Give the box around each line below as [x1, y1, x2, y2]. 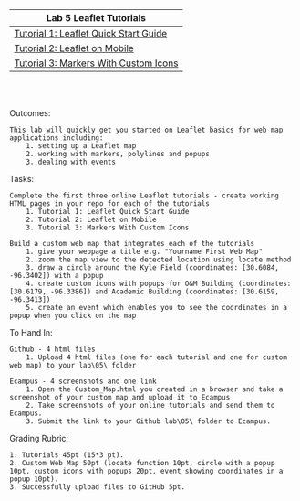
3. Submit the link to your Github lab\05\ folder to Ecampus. [26, 417, 272, 426]
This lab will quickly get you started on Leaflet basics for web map [9, 125, 284, 134]
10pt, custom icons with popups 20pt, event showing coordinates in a [9, 466, 284, 475]
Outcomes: [9, 108, 51, 118]
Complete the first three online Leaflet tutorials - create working [9, 191, 280, 200]
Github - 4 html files [9, 345, 96, 354]
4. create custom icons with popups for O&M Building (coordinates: [26, 279, 292, 288]
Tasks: [9, 174, 35, 184]
